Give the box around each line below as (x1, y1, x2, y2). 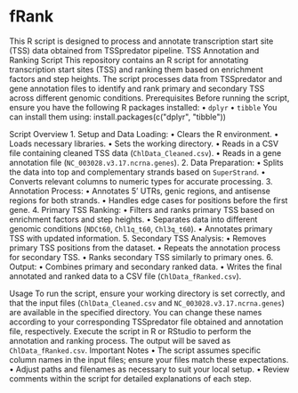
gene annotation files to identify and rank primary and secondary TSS (9, 83, 265, 94)
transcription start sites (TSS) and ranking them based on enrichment (9, 64, 264, 75)
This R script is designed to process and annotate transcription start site (9, 36, 274, 46)
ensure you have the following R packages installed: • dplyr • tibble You (9, 102, 278, 112)
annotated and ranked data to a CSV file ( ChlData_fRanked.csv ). (9, 270, 242, 282)
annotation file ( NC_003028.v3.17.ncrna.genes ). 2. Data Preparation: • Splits (9, 157, 284, 168)
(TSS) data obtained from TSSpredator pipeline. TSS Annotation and (9, 45, 260, 55)
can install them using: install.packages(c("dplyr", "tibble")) (9, 111, 227, 122)
